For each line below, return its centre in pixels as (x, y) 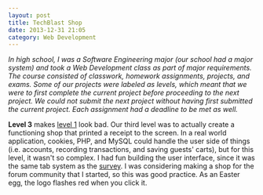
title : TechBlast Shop (45, 23)
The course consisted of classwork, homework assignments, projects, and (129, 76)
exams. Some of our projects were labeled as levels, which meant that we (128, 85)
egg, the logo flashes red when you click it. (78, 183)
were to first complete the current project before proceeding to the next (124, 93)
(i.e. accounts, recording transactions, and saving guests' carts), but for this (131, 150)
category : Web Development (52, 37)
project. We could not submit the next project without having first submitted (130, 101)
